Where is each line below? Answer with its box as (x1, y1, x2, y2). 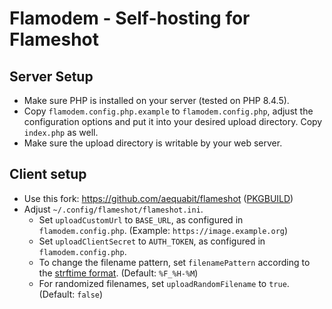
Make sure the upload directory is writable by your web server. (23, 137, 283, 149)
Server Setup (9, 68, 94, 85)
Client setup (9, 166, 87, 183)
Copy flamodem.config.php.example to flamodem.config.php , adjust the (23, 105, 314, 117)
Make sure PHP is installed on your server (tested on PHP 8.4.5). (23, 95, 290, 106)
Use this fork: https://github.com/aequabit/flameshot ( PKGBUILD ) (23, 192, 294, 204)
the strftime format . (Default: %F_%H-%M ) (38, 267, 199, 279)
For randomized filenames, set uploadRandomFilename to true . (38, 277, 290, 289)
